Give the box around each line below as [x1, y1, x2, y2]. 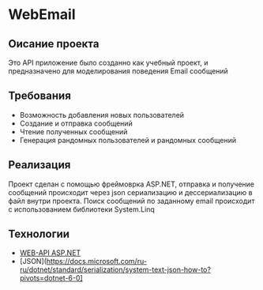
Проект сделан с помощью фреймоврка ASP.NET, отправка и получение [8, 179, 255, 189]
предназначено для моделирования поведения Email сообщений [8, 66, 229, 76]
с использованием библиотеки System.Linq [8, 204, 156, 214]
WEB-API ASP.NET [19, 248, 81, 258]
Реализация [8, 158, 71, 171]
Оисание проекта [8, 37, 100, 51]
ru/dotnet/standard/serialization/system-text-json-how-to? [19, 265, 212, 274]
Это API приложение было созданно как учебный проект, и [8, 58, 209, 67]
